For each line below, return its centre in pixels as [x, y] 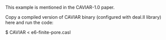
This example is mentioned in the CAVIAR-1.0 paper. [60, 7]
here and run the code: [29, 23]
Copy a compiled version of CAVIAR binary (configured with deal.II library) [84, 17]
